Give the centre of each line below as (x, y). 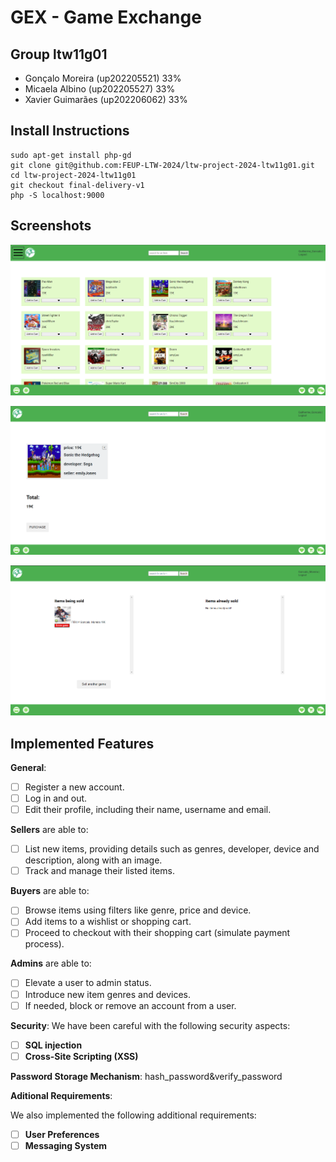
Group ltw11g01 (59, 54)
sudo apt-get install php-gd (71, 155)
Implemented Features (82, 743)
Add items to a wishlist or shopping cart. (108, 922)
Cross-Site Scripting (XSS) (81, 1056)
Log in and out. (56, 798)
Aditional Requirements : (61, 1095)
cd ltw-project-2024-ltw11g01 (73, 175)
